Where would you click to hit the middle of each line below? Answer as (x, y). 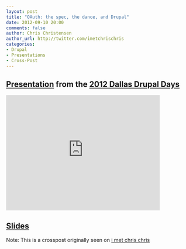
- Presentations (26, 55)
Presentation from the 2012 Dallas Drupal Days (93, 84)
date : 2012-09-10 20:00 (35, 22)
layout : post (22, 11)
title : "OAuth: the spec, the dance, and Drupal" (68, 17)
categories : (20, 45)
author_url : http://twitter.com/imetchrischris (65, 39)
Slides (18, 226)
